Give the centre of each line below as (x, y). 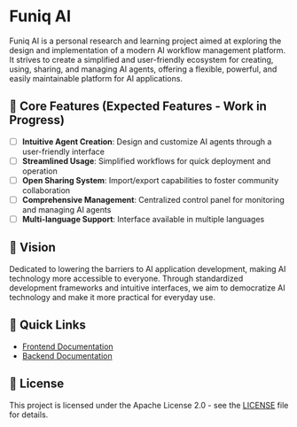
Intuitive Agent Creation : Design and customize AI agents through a (147, 141)
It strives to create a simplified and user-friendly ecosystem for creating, (141, 59)
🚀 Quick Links (47, 325)
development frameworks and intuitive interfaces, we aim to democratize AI (147, 287)
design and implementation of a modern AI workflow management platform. (148, 50)
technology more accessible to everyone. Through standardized (126, 278)
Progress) (37, 120)
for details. (29, 415)
